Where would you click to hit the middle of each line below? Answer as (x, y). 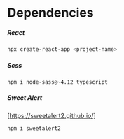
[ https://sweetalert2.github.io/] (51, 115)
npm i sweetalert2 (34, 128)
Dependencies (50, 13)
